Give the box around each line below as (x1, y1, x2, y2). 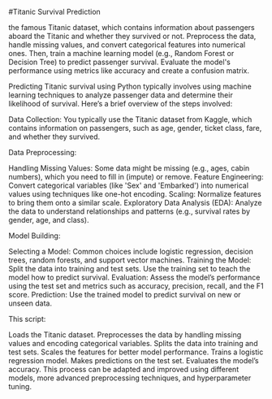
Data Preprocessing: (8, 148, 77, 157)
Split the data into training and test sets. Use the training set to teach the (8, 264, 251, 273)
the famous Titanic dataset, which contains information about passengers (8, 23, 255, 32)
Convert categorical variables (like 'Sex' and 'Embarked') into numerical (8, 180, 249, 190)
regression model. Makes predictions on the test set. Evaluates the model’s (8, 356, 260, 365)
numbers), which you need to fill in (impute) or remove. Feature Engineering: (8, 172, 264, 181)
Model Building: (8, 231, 61, 241)
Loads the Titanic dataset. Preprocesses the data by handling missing (8, 330, 242, 340)
